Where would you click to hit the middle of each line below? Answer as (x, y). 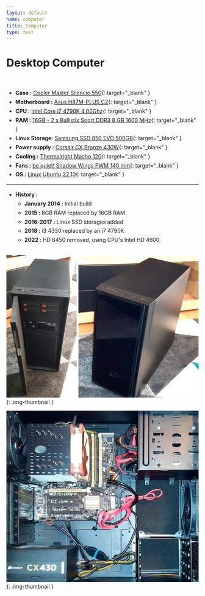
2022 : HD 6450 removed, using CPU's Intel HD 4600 (92, 240)
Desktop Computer (56, 63)
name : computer (26, 19)
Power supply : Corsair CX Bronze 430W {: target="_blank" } (91, 147)
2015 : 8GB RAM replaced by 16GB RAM (75, 213)
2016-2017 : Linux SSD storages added (74, 222)
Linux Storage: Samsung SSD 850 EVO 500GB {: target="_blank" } (98, 138)
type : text (20, 32)
